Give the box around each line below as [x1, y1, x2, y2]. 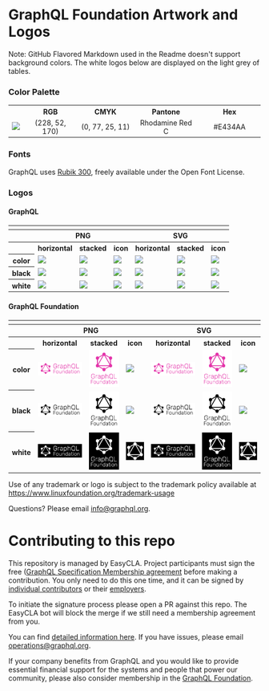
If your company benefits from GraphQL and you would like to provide [8, 656, 239, 666]
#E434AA [213, 122, 246, 132]
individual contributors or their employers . [8, 584, 147, 594]
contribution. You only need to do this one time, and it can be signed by [8, 575, 244, 585]
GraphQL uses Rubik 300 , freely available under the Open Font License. [8, 167, 246, 177]
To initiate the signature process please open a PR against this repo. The [8, 600, 247, 609]
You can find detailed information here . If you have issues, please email [8, 632, 244, 642]
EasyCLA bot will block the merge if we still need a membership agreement [8, 608, 256, 618]
